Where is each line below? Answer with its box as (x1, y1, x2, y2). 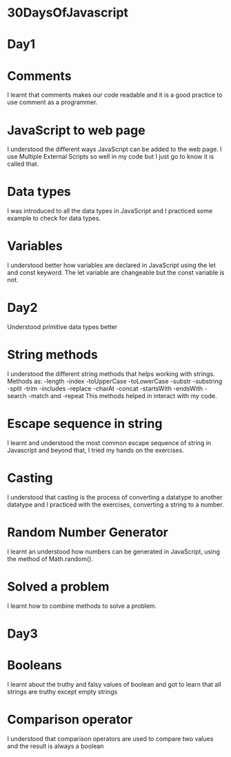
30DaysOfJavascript (7, 5, 129, 21)
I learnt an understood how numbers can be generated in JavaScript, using (7, 547, 221, 556)
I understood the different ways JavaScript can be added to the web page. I (7, 145, 222, 153)
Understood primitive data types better (7, 323, 118, 331)
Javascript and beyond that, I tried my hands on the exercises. (7, 446, 184, 454)
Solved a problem (7, 579, 110, 594)
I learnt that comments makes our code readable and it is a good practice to (7, 91, 223, 99)
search (7, 392, 27, 400)
